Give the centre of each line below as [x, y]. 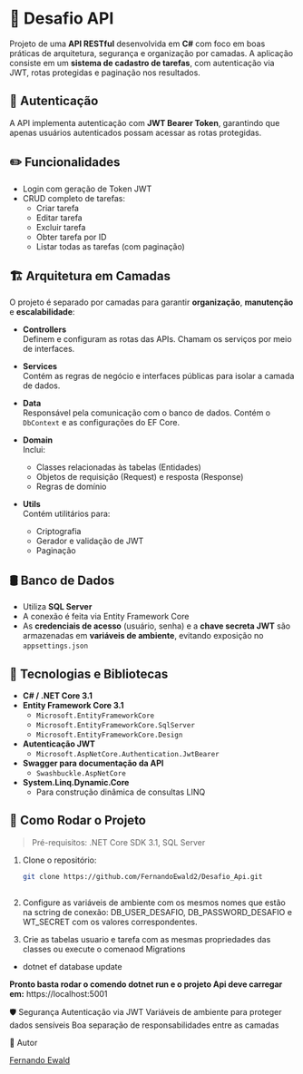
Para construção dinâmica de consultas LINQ [121, 792]
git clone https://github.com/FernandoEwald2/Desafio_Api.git [142, 876]
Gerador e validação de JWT [90, 541]
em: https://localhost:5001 [59, 993]
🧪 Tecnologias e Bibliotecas [89, 674]
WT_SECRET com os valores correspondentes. [110, 922]
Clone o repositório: [59, 860]
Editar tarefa [59, 218]
